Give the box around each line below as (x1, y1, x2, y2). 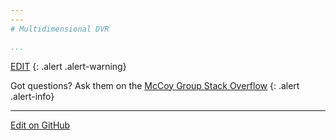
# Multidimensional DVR (10, 24, 110, 34)
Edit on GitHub (10, 119, 71, 131)
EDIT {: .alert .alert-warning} (10, 60, 127, 72)
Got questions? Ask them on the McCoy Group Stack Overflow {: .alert (10, 79, 300, 91)
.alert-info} (10, 90, 55, 102)
